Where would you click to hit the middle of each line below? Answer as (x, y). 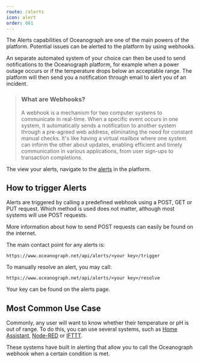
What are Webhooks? (53, 99)
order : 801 (20, 23)
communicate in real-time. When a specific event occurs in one (100, 119)
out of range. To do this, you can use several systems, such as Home (92, 329)
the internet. (21, 233)
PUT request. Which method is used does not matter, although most (91, 209)
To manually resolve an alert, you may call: (59, 267)
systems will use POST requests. (47, 215)
